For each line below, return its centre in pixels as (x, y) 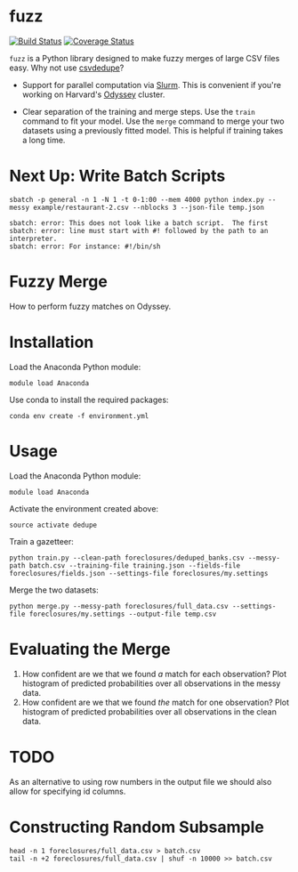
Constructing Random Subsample (137, 827)
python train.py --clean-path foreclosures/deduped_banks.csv (127, 558)
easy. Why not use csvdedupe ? (67, 68)
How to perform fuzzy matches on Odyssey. (90, 306)
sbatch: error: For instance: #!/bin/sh (85, 246)
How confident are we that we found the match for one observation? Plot (156, 702)
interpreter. (33, 238)
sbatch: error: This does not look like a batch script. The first (139, 223)
